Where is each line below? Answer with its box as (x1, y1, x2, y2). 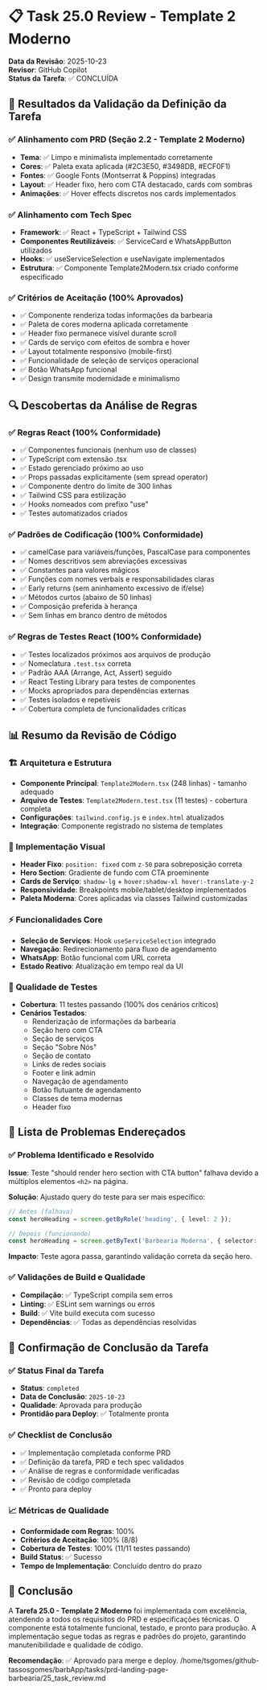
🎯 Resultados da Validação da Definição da (8, 97, 228, 111)
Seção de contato (31, 1051, 91, 1061)
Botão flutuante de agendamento (31, 1085, 142, 1095)
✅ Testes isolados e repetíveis (19, 694, 121, 705)
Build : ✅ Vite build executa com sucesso (19, 1308, 155, 1318)
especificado (19, 272, 64, 282)
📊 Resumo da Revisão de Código (8, 728, 177, 742)
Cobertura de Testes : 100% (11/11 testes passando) (19, 1543, 191, 1553)
